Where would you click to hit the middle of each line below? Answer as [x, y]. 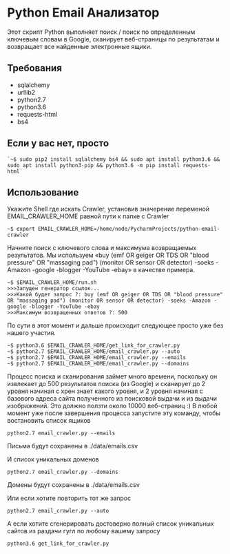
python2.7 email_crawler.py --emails [61, 433]
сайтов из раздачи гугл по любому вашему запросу [84, 531]
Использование [43, 192]
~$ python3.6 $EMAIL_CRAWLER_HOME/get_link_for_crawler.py [94, 346]
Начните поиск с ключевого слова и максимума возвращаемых [102, 248]
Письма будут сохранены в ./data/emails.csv [73, 446]
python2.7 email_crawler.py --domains [63, 472]
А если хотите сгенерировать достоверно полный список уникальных [111, 524]
